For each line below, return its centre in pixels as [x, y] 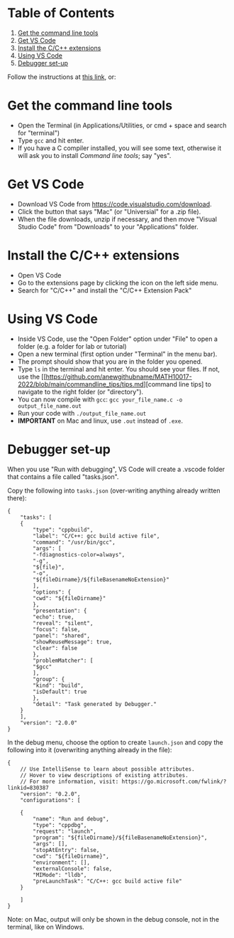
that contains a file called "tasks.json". [63, 476]
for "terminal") [39, 132]
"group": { [49, 679]
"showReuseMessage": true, [73, 642]
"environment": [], [62, 863]
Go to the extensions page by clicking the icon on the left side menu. [118, 283]
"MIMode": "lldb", [60, 875]
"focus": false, [57, 629]
